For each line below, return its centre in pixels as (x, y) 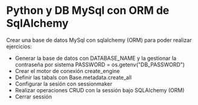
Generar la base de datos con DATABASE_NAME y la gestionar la (96, 58)
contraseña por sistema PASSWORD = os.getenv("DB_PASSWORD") (100, 65)
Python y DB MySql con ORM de (88, 11)
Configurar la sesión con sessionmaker (64, 84)
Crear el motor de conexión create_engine (67, 71)
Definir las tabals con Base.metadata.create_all (73, 77)
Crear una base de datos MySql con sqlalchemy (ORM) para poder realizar (99, 40)
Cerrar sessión (34, 97)
